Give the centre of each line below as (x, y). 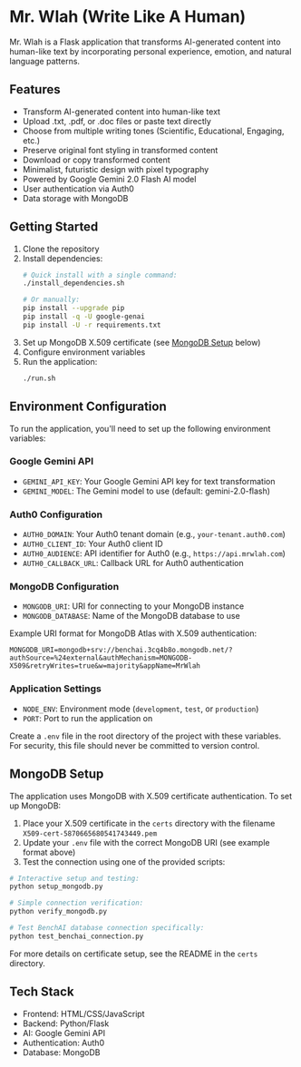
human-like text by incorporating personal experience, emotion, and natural (150, 51)
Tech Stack (42, 992)
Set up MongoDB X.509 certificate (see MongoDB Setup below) (141, 342)
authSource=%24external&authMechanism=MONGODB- (101, 658)
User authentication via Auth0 (78, 189)
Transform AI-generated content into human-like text (121, 112)
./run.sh (39, 378)
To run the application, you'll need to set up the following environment (140, 428)
